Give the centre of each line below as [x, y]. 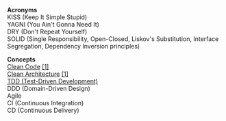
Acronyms [22, 10]
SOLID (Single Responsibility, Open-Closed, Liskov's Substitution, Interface [113, 39]
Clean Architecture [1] [38, 74]
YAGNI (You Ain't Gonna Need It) [53, 24]
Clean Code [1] [28, 67]
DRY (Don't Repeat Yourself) [47, 31]
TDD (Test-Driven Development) [52, 81]
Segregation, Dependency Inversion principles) [74, 46]
